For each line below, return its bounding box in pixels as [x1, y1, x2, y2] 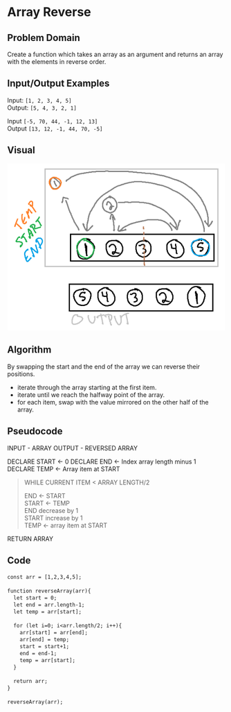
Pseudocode [7, 425, 64, 437]
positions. [7, 369, 35, 378]
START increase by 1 [24, 514, 83, 522]
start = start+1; [19, 643, 70, 650]
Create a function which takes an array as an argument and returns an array [7, 50, 223, 58]
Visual [7, 144, 36, 156]
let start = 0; [13, 595, 57, 602]
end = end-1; [19, 650, 57, 657]
